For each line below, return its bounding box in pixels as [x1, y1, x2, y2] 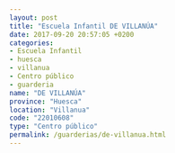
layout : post [9, 13, 58, 22]
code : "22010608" [9, 113, 74, 122]
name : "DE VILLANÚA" [9, 88, 87, 97]
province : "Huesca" [9, 96, 83, 106]
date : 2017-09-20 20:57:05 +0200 [9, 30, 135, 39]
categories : [9, 38, 54, 48]
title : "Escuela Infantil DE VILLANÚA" [9, 22, 159, 31]
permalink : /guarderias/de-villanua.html [9, 130, 167, 139]
